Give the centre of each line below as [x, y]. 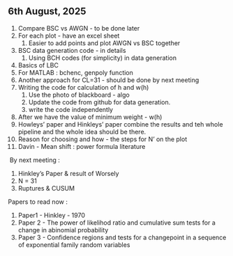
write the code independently [71, 109]
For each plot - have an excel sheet [69, 35]
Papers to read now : [38, 202]
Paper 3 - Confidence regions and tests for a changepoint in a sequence [122, 237]
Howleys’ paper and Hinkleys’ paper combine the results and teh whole [120, 124]
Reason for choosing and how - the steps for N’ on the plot [103, 139]
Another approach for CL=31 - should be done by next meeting [108, 80]
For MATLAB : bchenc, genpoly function [75, 72]
